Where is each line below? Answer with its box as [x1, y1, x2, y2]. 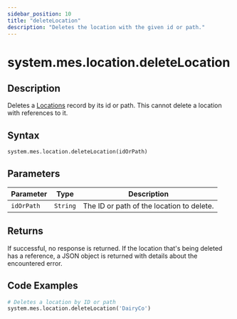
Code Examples [7, 280, 78, 292]
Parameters [7, 168, 60, 180]
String [53, 202, 77, 210]
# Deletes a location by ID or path [7, 298, 116, 306]
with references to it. [7, 109, 68, 117]
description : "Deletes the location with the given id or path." [7, 23, 205, 31]
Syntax [7, 129, 40, 141]
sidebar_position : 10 [7, 10, 72, 18]
